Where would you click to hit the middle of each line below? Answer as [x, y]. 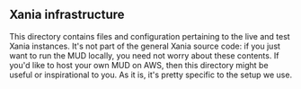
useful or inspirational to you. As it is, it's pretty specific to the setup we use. [151, 75]
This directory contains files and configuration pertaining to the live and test [150, 36]
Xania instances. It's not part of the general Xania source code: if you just [145, 46]
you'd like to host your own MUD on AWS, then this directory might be [139, 65]
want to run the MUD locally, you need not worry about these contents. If [144, 55]
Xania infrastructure [67, 15]
